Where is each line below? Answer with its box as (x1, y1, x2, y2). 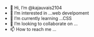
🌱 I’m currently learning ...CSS (9, 15, 72, 21)
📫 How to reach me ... (9, 26, 56, 32)
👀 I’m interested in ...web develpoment (9, 10, 89, 16)
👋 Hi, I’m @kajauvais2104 (9, 5, 62, 10)
